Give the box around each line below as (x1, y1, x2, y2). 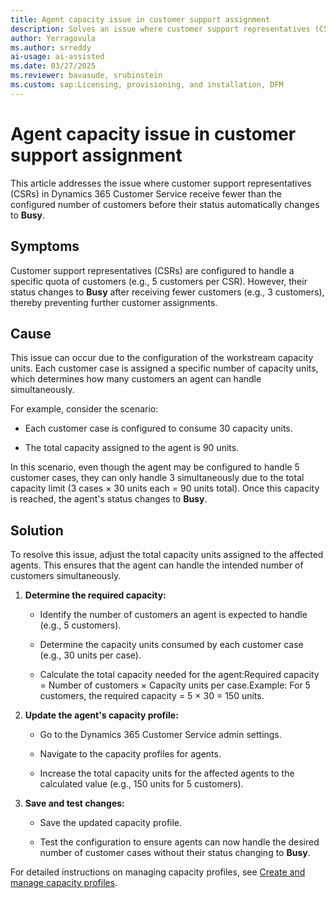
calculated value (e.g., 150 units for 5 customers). (39, 778, 244, 790)
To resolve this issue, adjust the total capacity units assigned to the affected (10, 549, 324, 561)
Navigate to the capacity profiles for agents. (39, 748, 222, 760)
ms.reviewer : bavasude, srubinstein (10, 71, 163, 81)
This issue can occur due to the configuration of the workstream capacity (10, 352, 314, 364)
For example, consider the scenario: (10, 403, 159, 415)
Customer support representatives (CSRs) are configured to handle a (10, 264, 295, 276)
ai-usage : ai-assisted (10, 52, 105, 62)
